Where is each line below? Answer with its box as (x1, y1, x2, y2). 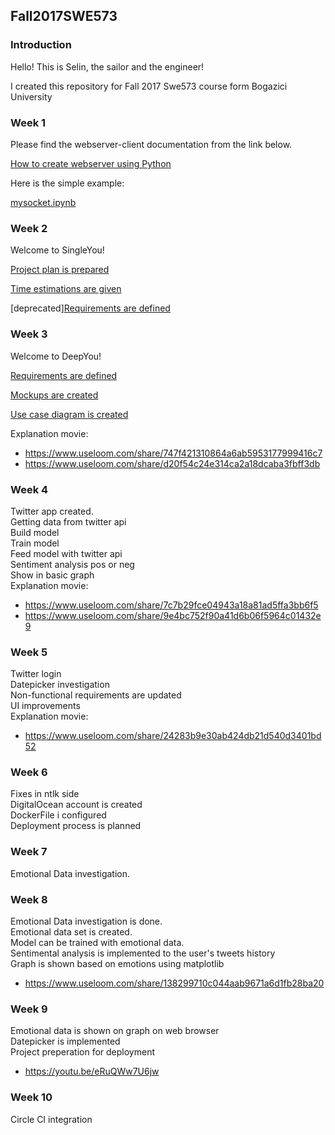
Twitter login (10, 668, 62, 680)
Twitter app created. (10, 505, 94, 517)
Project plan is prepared (10, 264, 110, 276)
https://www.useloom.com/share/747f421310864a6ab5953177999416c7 (24, 447, 323, 459)
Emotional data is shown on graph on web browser (10, 1025, 220, 1037)
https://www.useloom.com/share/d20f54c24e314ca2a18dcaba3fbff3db (24, 457, 321, 469)
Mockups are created (10, 389, 99, 401)
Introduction (10, 38, 72, 52)
